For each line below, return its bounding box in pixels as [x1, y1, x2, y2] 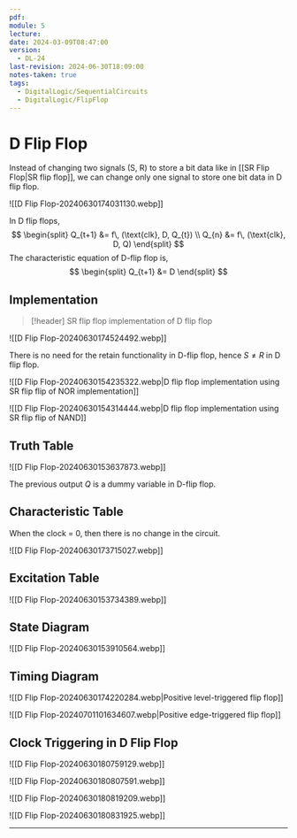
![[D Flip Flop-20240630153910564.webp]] [9, 643, 166, 654]
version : [9, 46, 42, 55]
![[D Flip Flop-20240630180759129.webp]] [9, 758, 165, 769]
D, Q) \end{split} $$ [112, 239, 185, 250]
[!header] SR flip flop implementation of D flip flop [30, 316, 213, 327]
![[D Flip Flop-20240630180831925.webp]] [9, 811, 166, 820]
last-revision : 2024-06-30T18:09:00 [9, 63, 144, 72]
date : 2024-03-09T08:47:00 [9, 37, 109, 47]
